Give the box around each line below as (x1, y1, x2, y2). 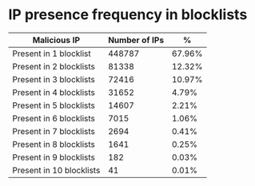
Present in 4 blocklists (12, 86, 96, 97)
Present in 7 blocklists (12, 125, 96, 137)
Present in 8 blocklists (12, 138, 96, 149)
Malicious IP (32, 34, 81, 46)
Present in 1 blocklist (12, 48, 91, 59)
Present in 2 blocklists (12, 61, 96, 72)
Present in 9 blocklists (12, 152, 96, 163)
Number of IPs (107, 34, 165, 46)
